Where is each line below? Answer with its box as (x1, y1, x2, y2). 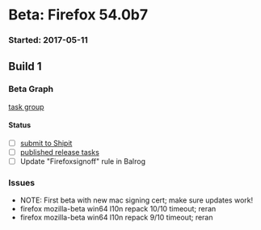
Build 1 (8, 59, 42, 73)
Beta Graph (8, 83, 54, 94)
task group (8, 102, 44, 111)
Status (8, 120, 32, 130)
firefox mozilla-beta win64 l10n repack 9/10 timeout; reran (19, 212, 213, 223)
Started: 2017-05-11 (8, 35, 89, 46)
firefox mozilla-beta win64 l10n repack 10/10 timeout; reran (19, 204, 217, 214)
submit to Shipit (19, 139, 73, 148)
